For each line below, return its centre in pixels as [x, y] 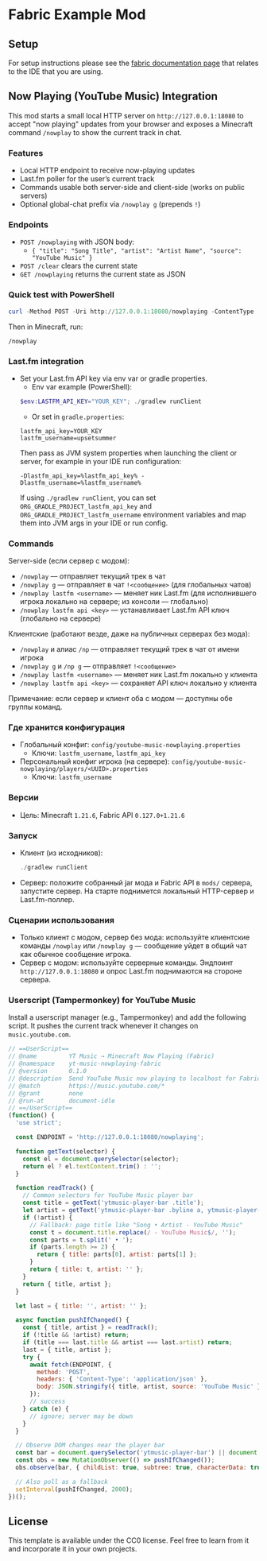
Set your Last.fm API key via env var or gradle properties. [114, 378]
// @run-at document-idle [62, 1101]
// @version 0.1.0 [48, 1071]
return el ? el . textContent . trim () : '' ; [92, 1166]
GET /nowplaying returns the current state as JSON [103, 274]
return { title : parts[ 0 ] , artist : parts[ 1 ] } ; [117, 1255]
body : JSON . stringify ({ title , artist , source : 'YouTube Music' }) [151, 1387]
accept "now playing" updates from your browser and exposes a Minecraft [130, 124]
